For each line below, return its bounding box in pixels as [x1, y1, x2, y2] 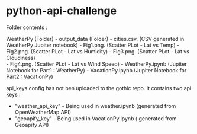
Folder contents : [6, 24, 47, 31]
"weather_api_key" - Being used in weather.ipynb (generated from [14, 102, 176, 109]
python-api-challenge [6, 4, 117, 18]
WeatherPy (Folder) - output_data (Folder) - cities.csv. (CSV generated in [6, 35, 185, 42]
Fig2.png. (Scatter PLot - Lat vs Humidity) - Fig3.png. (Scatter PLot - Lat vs [6, 47, 189, 55]
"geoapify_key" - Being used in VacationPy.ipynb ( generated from [14, 114, 177, 122]
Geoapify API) [14, 121, 49, 128]
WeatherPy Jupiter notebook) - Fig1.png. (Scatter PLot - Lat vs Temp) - [6, 42, 180, 49]
